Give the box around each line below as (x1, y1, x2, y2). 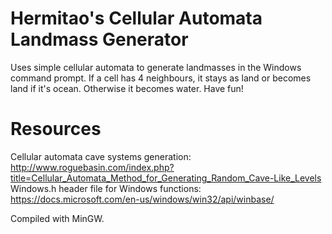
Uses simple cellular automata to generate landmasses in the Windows (10, 61, 302, 73)
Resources (10, 118, 102, 141)
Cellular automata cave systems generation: (10, 150, 192, 162)
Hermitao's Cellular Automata (10, 7, 263, 30)
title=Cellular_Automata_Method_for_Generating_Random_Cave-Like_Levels (10, 172, 322, 184)
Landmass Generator (10, 28, 189, 51)
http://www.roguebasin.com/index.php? (10, 161, 175, 173)
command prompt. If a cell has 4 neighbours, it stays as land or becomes (10, 72, 312, 84)
